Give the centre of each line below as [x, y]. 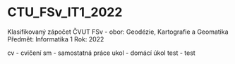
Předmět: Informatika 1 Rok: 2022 [56, 39]
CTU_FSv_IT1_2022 [65, 12]
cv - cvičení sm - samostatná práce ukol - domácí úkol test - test [101, 53]
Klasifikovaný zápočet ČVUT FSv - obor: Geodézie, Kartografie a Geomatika [118, 32]
